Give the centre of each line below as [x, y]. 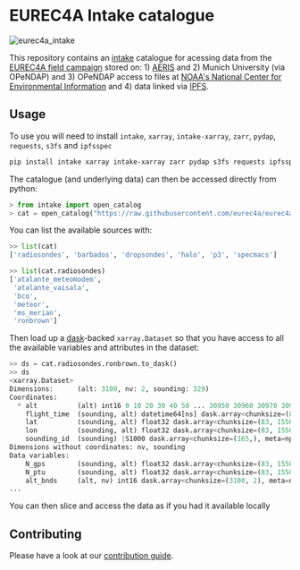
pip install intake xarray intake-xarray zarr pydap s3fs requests [137, 162]
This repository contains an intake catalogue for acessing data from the [141, 57]
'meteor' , [31, 304]
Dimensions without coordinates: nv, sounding [97, 447]
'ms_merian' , [37, 313]
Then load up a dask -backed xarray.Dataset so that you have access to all [146, 338]
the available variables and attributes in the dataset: [104, 348]
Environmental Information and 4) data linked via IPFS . [109, 86]
